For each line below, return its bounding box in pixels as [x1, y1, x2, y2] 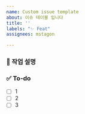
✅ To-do [6, 74, 31, 82]
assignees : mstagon [6, 31, 55, 37]
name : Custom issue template [6, 8, 79, 15]
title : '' [6, 20, 31, 26]
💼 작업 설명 [6, 58, 36, 66]
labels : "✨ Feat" [6, 25, 51, 32]
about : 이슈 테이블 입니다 [6, 14, 63, 21]
